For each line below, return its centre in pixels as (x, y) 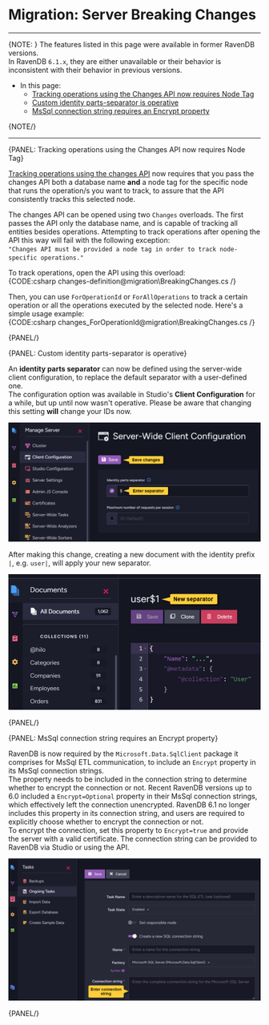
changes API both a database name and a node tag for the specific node (128, 182)
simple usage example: (46, 313)
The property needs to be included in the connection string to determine (128, 779)
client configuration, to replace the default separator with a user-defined (128, 377)
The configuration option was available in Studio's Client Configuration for (132, 394)
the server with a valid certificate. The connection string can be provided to (133, 839)
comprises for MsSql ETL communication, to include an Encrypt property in (132, 762)
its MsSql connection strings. (56, 771)
